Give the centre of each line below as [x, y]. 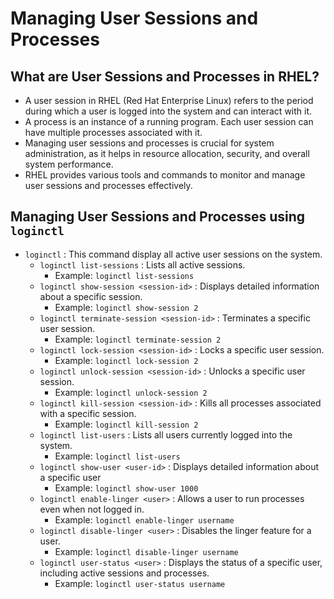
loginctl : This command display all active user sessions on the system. [173, 254]
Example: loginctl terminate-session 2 [138, 339]
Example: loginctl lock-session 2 [126, 360]
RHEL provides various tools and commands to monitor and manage [165, 175]
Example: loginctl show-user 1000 [126, 488]
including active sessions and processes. [124, 573]
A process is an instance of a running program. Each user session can [169, 121]
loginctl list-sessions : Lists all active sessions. [142, 264]
